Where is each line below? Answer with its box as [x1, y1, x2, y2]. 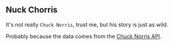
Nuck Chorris [6, 5, 58, 15]
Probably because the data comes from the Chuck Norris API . [6, 33, 162, 40]
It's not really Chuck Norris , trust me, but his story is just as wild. [6, 21, 168, 28]
